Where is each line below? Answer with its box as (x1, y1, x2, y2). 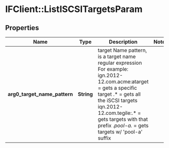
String (77, 91, 93, 97)
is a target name (98, 53, 136, 60)
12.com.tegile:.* (98, 109, 137, 116)
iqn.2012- (98, 103, 123, 110)
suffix (98, 134, 112, 141)
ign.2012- (98, 72, 123, 79)
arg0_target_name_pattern (8, 91, 73, 97)
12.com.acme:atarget (98, 78, 149, 85)
